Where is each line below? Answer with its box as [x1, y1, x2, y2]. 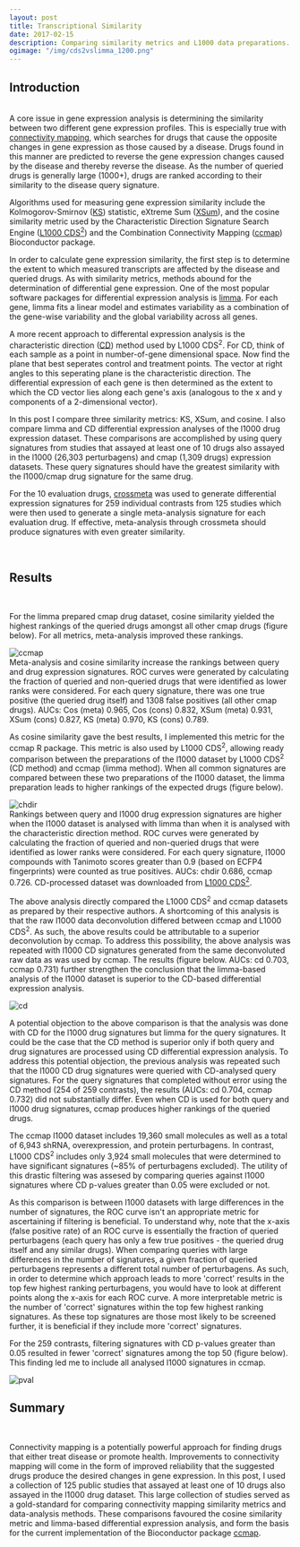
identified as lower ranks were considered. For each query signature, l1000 [9, 847, 286, 858]
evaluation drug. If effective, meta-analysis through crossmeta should [9, 517, 267, 528]
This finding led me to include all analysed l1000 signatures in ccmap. [9, 1357, 266, 1368]
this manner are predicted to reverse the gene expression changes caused [9, 151, 285, 161]
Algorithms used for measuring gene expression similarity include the [9, 196, 266, 207]
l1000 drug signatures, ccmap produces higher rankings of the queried [9, 1103, 270, 1114]
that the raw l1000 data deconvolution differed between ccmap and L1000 [9, 915, 282, 926]
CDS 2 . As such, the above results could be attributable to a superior [9, 924, 260, 937]
